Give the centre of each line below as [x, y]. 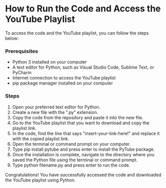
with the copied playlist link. [41, 139]
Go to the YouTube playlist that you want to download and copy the [81, 123]
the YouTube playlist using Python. [40, 180]
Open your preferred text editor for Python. [56, 107]
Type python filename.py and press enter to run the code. [71, 165]
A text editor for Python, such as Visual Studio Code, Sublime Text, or [83, 67]
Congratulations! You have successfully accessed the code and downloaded [83, 175]
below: [12, 38]
